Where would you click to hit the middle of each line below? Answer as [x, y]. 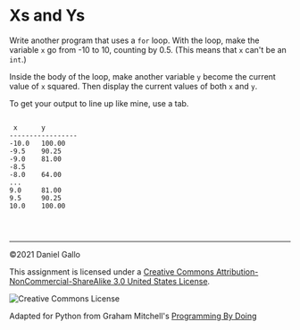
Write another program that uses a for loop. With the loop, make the [134, 40]
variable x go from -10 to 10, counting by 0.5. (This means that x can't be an [148, 49]
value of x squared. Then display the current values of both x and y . [133, 86]
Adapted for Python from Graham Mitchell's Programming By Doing [133, 316]
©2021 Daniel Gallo [45, 254]
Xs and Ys [47, 16]
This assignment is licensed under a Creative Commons [112, 271]
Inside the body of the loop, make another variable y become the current [143, 76]
